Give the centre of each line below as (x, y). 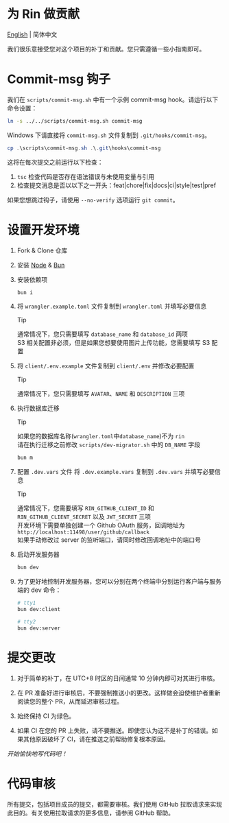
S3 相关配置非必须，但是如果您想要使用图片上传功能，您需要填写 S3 (113, 343)
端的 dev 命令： (39, 590)
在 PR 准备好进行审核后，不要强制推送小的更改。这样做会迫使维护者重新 (119, 693)
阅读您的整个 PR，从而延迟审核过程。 (70, 701)
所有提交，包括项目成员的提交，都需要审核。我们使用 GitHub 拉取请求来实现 (115, 804)
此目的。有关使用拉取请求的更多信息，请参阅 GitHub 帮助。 (91, 813)
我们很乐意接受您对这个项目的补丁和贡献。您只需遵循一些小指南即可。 (106, 49)
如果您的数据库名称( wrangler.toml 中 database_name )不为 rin (101, 436)
